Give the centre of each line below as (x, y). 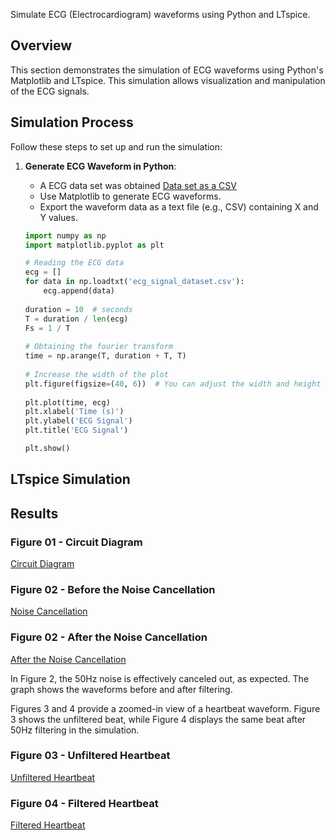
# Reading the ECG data (74, 263)
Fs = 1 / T (47, 328)
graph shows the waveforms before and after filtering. (121, 689)
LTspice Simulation (70, 479)
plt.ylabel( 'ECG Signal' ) (78, 421)
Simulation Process (72, 122)
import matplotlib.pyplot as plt (94, 245)
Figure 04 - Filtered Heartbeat (84, 803)
